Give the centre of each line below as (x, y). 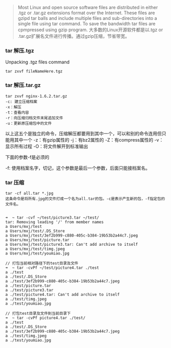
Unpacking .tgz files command (38, 62)
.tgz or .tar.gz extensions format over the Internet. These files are (86, 13)
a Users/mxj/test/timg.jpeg (35, 249)
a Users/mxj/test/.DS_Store (35, 231)
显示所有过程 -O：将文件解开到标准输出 (47, 146)
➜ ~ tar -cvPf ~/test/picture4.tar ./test (52, 268)
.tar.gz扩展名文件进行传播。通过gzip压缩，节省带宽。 (74, 36)
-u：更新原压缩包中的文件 (29, 123)
